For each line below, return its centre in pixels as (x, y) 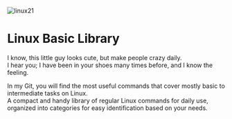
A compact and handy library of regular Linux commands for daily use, (108, 100)
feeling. (18, 72)
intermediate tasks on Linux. (47, 93)
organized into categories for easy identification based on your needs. (107, 108)
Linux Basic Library (63, 39)
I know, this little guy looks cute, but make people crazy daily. (95, 57)
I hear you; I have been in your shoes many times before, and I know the (110, 65)
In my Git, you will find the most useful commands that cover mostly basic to (116, 86)
